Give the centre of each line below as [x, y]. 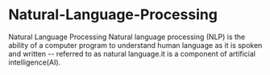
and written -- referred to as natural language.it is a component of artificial [132, 53]
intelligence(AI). [35, 62]
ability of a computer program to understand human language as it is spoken [135, 45]
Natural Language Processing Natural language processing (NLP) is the [127, 37]
